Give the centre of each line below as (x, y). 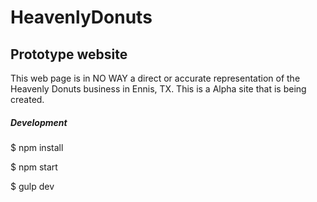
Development (39, 122)
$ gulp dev (32, 186)
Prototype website (69, 54)
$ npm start (34, 167)
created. (27, 99)
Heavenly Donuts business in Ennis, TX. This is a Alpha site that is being (158, 89)
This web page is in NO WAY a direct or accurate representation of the (155, 78)
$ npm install (37, 147)
